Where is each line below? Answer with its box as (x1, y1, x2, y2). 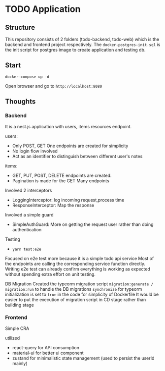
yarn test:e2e (12, 247, 41, 252)
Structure (5, 23, 35, 32)
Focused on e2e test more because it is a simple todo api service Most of (5, 255, 154, 261)
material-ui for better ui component (12, 350, 84, 356)
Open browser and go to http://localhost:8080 (5, 83, 102, 89)
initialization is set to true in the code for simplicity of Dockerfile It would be (5, 291, 159, 297)
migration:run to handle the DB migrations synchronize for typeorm (5, 286, 142, 292)
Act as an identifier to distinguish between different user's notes (12, 153, 143, 159)
